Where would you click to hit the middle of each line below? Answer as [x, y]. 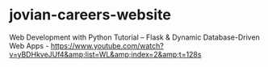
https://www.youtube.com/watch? [107, 45]
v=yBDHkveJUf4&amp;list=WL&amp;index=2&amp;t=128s [105, 54]
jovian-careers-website [90, 15]
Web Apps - [29, 45]
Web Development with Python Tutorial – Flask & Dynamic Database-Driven [135, 37]
